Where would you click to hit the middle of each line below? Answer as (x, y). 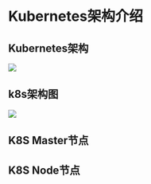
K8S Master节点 (48, 141)
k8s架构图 (33, 94)
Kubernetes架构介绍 (76, 16)
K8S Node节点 (45, 170)
